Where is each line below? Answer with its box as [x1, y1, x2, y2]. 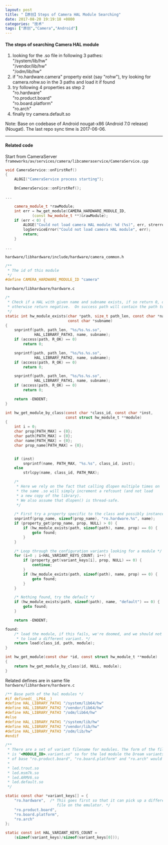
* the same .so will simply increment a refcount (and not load [16, 489, 153, 494]
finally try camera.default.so [12, 111, 71, 117]
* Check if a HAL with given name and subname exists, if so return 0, [7, 300, 160, 305]
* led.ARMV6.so [7, 775, 39, 780]
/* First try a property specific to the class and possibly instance [14, 512, 164, 517]
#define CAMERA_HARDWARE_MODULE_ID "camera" [5, 277, 99, 282]
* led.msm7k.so [7, 770, 39, 775]
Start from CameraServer [5, 153, 57, 159]
